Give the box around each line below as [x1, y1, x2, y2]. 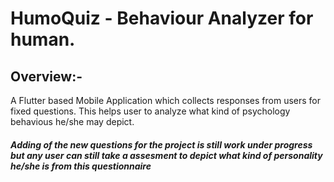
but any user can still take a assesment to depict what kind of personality [10, 149, 323, 161]
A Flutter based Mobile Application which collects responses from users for [10, 95, 322, 106]
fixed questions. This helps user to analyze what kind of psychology [10, 105, 291, 117]
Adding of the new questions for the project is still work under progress [10, 138, 313, 151]
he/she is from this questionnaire [10, 160, 152, 172]
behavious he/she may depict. [10, 116, 135, 127]
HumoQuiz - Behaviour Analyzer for [10, 7, 314, 30]
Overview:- [10, 68, 83, 85]
